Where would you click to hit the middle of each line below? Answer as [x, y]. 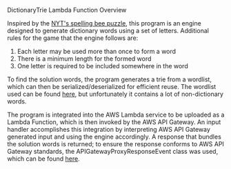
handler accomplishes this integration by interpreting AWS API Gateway [109, 129]
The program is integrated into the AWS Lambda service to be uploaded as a [116, 115]
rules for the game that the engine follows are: [73, 38]
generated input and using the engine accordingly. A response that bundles [114, 137]
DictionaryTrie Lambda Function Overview [67, 10]
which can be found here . [44, 159]
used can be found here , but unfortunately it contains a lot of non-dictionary [115, 94]
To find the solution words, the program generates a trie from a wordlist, [110, 79]
